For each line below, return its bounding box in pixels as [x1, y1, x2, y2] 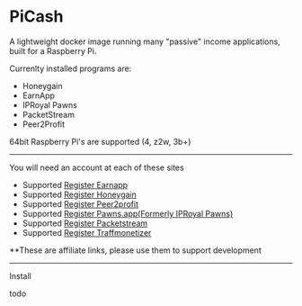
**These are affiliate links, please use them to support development [9, 245, 262, 256]
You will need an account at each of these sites [9, 162, 184, 173]
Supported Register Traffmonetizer [22, 227, 152, 238]
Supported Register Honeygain [22, 189, 138, 200]
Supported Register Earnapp [22, 179, 129, 190]
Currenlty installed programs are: [9, 63, 132, 74]
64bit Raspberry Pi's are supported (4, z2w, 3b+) [9, 136, 191, 147]
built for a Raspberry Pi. [9, 45, 97, 56]
